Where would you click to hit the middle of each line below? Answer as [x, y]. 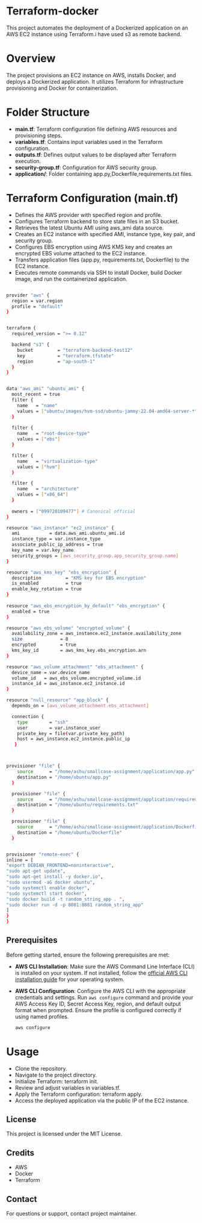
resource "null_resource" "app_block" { [58, 700]
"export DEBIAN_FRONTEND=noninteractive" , [60, 866]
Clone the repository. [41, 1068]
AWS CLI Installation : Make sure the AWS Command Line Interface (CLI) [105, 966]
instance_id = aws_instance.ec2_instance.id [68, 684]
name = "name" [38, 405]
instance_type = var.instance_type [56, 539]
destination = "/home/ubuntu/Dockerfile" [69, 833]
